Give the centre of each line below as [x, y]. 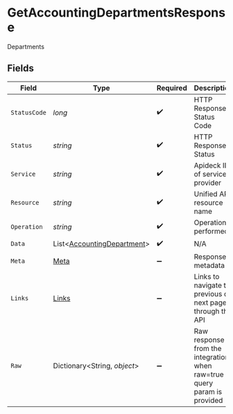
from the [208, 348]
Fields [21, 68]
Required [172, 88]
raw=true [209, 374]
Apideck [207, 165]
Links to [207, 276]
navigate [208, 285]
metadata [209, 265]
